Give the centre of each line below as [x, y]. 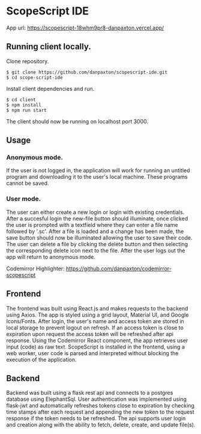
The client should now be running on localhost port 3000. [77, 121]
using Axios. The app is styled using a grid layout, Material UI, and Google [97, 315]
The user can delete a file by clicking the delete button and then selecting [97, 244]
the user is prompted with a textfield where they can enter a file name [92, 225]
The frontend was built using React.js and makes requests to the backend [97, 308]
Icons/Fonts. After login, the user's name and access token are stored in [95, 321]
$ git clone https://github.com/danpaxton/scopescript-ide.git [87, 72]
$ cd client [21, 100]
